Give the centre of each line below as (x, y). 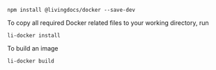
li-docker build (31, 61)
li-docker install (34, 35)
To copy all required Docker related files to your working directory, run (108, 23)
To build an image (33, 48)
